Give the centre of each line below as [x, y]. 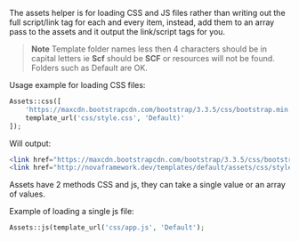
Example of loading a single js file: [72, 212]
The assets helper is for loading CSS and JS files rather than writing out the [148, 13]
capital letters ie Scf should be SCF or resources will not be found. [153, 58]
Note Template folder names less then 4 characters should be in [149, 49]
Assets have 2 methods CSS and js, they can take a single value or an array [148, 185]
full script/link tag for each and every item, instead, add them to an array [142, 22]
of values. [28, 194]
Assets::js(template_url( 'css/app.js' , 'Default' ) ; [107, 228]
